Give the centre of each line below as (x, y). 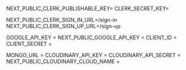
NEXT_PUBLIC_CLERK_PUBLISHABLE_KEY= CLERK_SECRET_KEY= (88, 9)
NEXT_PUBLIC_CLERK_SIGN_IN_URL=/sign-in (62, 20)
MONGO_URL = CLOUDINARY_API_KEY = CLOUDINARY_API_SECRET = (94, 55)
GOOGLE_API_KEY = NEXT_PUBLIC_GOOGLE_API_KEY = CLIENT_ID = (92, 37)
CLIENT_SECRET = (29, 44)
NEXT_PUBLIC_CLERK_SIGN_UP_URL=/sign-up (63, 26)
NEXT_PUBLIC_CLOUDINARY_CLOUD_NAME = (63, 61)
